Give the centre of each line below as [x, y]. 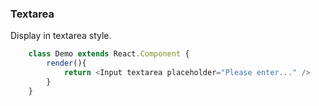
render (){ [66, 63]
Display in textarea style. [61, 36]
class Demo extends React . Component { [109, 54]
